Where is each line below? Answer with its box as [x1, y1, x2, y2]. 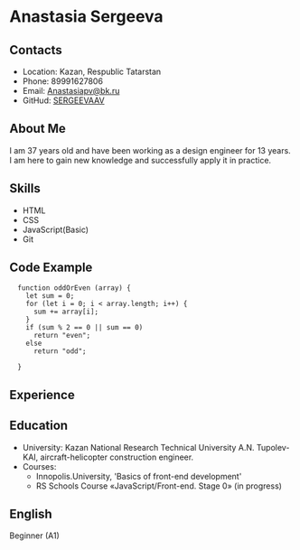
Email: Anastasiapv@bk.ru [22, 86, 120, 96]
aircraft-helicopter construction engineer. [40, 452, 194, 462]
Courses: [22, 461, 57, 471]
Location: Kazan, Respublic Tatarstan [22, 66, 162, 77]
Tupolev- [256, 442, 290, 452]
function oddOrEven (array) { [17, 284, 131, 293]
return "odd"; [33, 347, 88, 356]
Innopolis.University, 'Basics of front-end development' [35, 471, 242, 481]
